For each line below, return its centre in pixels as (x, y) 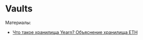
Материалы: (18, 22)
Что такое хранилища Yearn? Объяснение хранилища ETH (75, 32)
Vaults (19, 9)
